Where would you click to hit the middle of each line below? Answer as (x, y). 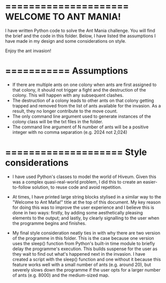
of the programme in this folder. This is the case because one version (83, 238)
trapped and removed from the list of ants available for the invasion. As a (86, 105)
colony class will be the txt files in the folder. (57, 121)
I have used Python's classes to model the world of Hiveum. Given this (84, 177)
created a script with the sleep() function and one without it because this (86, 259)
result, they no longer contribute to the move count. (65, 111)
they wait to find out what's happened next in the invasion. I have (79, 254)
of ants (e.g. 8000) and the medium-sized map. (61, 275)
